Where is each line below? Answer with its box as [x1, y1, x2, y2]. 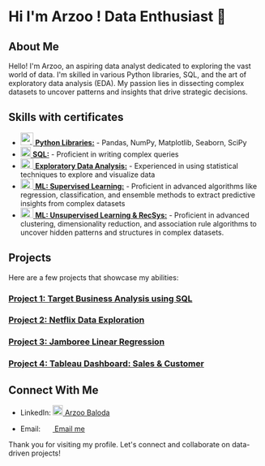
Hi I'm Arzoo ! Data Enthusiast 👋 [8, 7, 227, 26]
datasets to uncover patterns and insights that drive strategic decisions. [8, 87, 249, 97]
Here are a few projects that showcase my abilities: [8, 272, 179, 283]
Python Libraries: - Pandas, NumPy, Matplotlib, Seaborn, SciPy [35, 137, 247, 147]
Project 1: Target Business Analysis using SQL [8, 292, 193, 304]
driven [8, 448, 30, 458]
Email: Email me [19, 424, 85, 434]
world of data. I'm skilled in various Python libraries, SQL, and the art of [8, 70, 247, 80]
